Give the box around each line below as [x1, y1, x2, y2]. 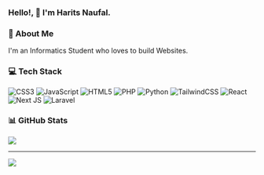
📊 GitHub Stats [8, 115, 68, 126]
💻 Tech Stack [8, 66, 63, 77]
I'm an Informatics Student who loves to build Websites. [8, 46, 189, 56]
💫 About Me [8, 27, 54, 38]
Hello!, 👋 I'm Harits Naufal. [8, 7, 112, 18]
